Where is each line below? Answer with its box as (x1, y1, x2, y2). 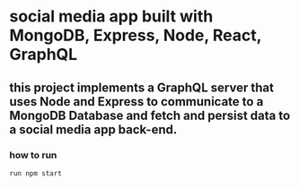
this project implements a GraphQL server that (9, 80, 274, 95)
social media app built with (9, 6, 214, 27)
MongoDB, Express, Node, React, (9, 25, 262, 46)
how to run (9, 149, 57, 161)
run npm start (9, 168, 63, 178)
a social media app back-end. (9, 122, 178, 137)
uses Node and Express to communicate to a (9, 94, 264, 109)
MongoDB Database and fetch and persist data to (9, 107, 291, 123)
